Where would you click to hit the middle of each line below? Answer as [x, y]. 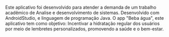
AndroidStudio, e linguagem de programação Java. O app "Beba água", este [85, 18]
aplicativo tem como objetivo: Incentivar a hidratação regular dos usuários [82, 23]
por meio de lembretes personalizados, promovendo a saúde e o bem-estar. [85, 29]
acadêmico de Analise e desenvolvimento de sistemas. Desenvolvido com [82, 13]
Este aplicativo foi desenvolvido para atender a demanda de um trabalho [81, 7]
